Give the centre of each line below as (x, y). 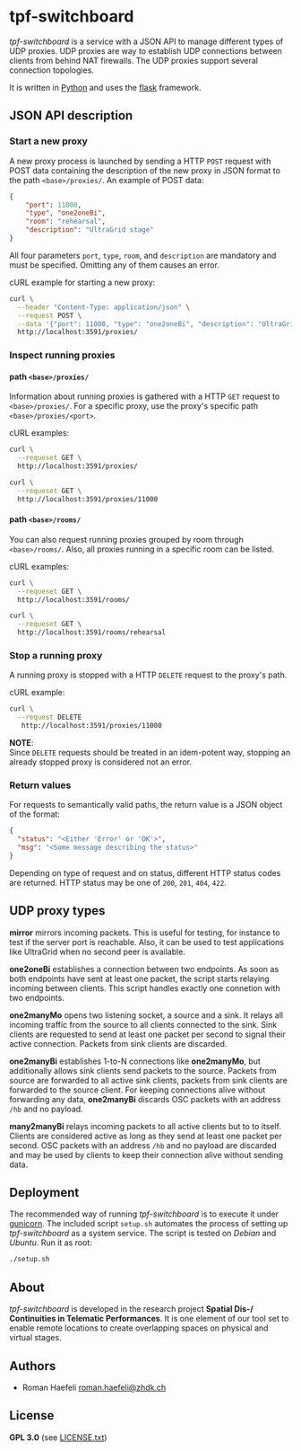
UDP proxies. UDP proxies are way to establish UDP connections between (146, 50)
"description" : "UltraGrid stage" (90, 230)
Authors (33, 1366)
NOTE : (21, 743)
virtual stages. (35, 1338)
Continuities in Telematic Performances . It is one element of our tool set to (149, 1319)
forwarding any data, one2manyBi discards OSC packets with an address (145, 1099)
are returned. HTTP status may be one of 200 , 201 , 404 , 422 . (118, 882)
